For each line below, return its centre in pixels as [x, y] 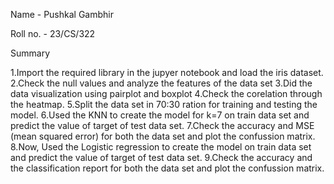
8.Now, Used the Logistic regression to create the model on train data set [161, 147]
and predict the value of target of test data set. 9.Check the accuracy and [161, 157]
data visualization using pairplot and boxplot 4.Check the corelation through [166, 93]
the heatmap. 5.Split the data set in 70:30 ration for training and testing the [164, 104]
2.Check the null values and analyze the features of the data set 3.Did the [161, 83]
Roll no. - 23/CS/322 [53, 33]
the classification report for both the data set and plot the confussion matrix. [167, 168]
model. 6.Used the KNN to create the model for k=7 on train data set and [160, 115]
